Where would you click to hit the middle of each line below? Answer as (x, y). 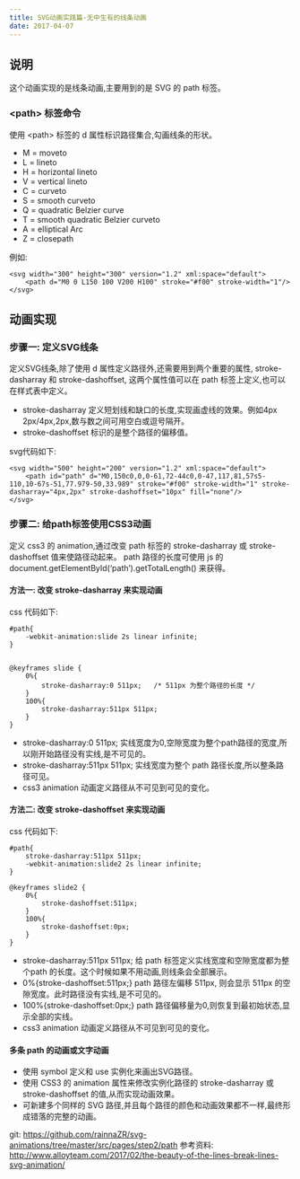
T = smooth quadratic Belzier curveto (91, 219)
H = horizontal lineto (60, 172)
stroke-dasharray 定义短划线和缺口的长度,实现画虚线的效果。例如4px (150, 410)
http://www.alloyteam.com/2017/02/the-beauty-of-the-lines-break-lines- (144, 1156)
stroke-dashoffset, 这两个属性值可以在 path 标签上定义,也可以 (172, 380)
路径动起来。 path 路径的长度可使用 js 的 (149, 557)
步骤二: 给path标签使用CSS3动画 (81, 524)
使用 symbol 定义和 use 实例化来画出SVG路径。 (110, 1072)
